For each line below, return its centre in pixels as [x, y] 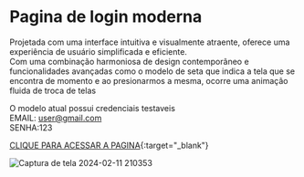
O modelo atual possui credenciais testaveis [93, 108]
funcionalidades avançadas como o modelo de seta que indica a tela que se [152, 71]
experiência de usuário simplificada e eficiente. [98, 51]
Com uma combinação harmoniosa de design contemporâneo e [129, 61]
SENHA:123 [31, 127]
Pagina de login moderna [106, 17]
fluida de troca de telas [53, 90]
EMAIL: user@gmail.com [56, 118]
